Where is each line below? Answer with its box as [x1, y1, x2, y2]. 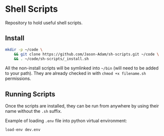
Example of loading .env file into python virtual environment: [5, 118, 127, 124]
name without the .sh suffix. [5, 108, 62, 114]
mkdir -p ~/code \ [5, 47, 43, 52]
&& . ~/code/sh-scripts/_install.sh [14, 56, 89, 61]
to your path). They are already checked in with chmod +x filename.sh [5, 70, 146, 76]
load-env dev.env [5, 127, 41, 133]
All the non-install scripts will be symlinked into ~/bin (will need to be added [5, 65, 159, 71]
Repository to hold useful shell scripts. [5, 20, 82, 26]
